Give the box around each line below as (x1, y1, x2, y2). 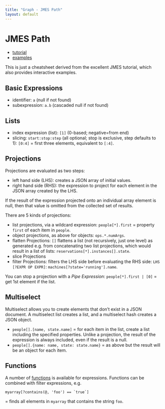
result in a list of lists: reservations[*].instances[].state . (12, 248, 131, 254)
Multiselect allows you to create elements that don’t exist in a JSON (5, 306, 142, 312)
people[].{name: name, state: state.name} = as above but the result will (12, 342, 161, 348)
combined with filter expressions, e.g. (5, 380, 82, 386)
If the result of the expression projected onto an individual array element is (5, 197, 157, 203)
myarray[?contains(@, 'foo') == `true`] (5, 389, 90, 395)
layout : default (5, 12, 38, 17)
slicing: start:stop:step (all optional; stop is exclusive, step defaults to (12, 135, 156, 141)
